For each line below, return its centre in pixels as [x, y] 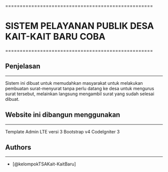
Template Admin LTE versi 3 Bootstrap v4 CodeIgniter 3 [62, 131]
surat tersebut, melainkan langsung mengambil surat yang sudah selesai [80, 94]
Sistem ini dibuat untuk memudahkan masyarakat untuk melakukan [74, 83]
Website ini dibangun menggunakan [63, 115]
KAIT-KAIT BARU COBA [55, 37]
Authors [18, 147]
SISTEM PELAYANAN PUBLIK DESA [79, 26]
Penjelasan [23, 66]
